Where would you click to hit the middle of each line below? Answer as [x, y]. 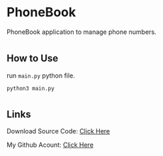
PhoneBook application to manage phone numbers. [81, 32]
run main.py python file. [41, 76]
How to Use [33, 58]
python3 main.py [30, 88]
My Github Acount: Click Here [50, 145]
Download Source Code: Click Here [58, 131]
